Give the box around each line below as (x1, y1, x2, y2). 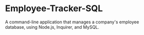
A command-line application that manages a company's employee (5, 19, 139, 25)
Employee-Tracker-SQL (5, 3, 103, 14)
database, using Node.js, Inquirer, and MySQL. (5, 24, 100, 30)
